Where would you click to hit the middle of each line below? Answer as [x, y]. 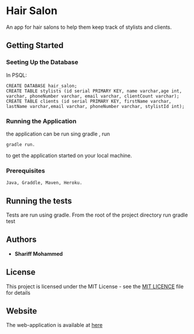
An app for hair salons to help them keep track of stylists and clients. [89, 27]
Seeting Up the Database [42, 62]
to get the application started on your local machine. [69, 155]
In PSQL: [17, 75]
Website [21, 311]
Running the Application [41, 121]
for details [18, 292]
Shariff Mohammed [39, 254]
